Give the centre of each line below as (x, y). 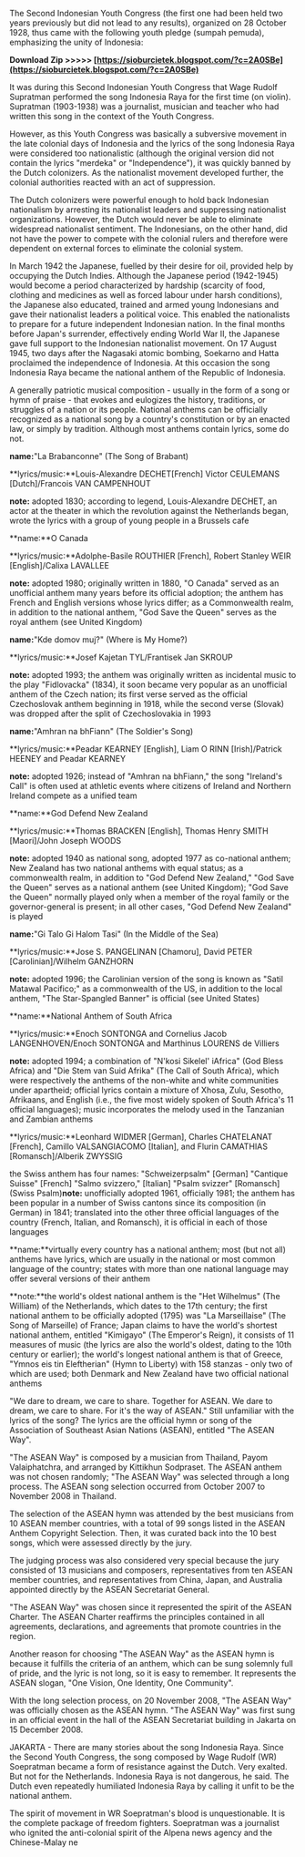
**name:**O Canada (49, 538)
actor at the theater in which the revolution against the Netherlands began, (149, 511)
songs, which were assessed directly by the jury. (101, 1543)
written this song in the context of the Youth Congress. (112, 116)
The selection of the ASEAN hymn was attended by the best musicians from (152, 1513)
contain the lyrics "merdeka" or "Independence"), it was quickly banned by (150, 163)
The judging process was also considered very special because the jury (144, 1560)
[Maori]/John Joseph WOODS (65, 841)
